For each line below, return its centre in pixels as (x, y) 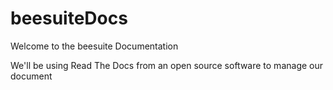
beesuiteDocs (69, 18)
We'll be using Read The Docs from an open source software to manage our (167, 65)
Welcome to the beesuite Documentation (94, 46)
